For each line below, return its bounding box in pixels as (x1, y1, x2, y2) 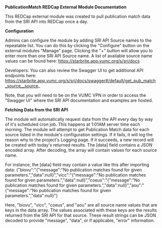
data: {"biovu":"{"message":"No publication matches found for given (5, 167, 142, 173)
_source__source (5, 83, 39, 89)
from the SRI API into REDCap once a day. (5, 19, 88, 24)
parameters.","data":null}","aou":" (78, 182, 144, 188)
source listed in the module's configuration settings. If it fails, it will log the (5, 132, 153, 137)
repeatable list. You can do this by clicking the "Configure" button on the (5, 43, 150, 48)
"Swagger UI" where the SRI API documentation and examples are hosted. (5, 98, 153, 103)
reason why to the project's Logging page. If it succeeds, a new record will (5, 137, 154, 143)
